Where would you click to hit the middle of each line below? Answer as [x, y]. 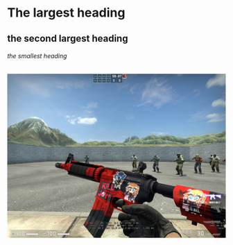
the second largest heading [68, 39]
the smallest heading [37, 56]
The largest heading [66, 13]
